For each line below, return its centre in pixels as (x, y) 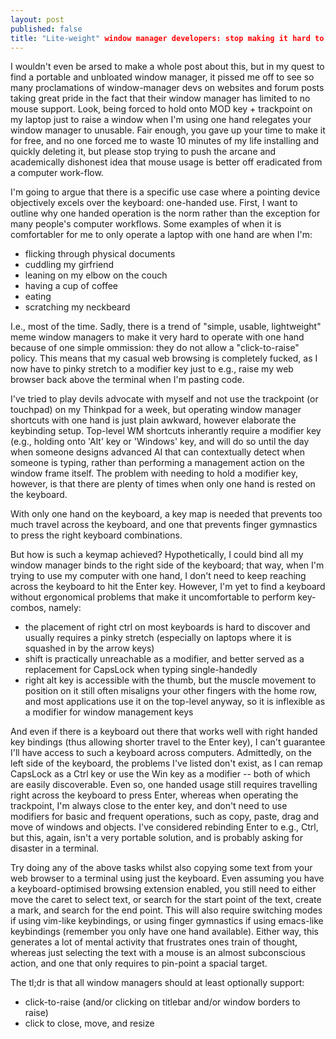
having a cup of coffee (71, 286)
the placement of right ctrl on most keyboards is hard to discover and (167, 627)
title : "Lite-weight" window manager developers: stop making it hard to (167, 38)
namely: (65, 608)
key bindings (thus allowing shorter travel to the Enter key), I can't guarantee (168, 742)
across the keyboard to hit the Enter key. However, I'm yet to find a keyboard (168, 587)
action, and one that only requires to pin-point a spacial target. (139, 963)
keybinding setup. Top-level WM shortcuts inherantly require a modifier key (166, 431)
